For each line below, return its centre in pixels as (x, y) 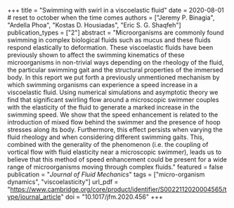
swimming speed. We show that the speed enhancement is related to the (113, 115)
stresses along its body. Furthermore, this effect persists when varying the (115, 130)
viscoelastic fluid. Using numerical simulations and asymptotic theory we (113, 92)
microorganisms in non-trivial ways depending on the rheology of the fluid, (116, 62)
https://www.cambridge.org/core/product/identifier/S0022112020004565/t (118, 189)
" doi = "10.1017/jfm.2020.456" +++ (112, 197)
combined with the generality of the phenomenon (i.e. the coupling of (108, 144)
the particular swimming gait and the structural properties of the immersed (115, 70)
